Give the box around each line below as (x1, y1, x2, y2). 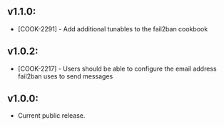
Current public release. (17, 111, 86, 120)
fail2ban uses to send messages (17, 71, 113, 81)
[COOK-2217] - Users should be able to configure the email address (17, 64, 217, 73)
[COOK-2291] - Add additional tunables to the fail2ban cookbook (17, 24, 208, 33)
